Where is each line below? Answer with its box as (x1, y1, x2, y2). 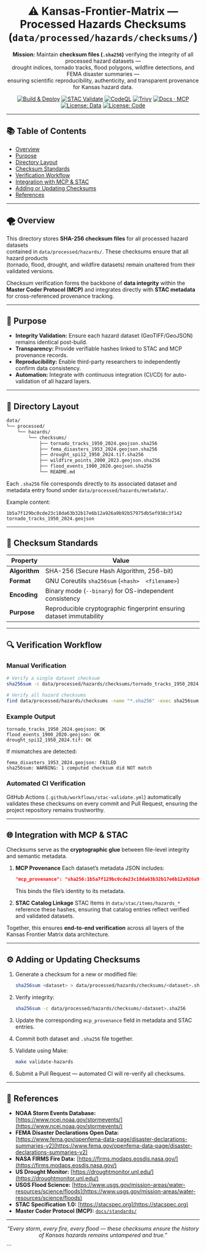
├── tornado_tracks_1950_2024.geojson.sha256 (39, 440, 158, 446)
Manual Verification (6, 662, 67, 670)
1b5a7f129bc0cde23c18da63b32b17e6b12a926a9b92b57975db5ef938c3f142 (6, 510, 183, 516)
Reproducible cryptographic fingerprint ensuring (45, 604, 185, 612)
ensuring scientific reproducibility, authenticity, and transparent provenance (7, 77, 199, 84)
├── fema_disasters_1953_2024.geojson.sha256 (39, 446, 158, 452)
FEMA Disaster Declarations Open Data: (15, 1129, 120, 1137)
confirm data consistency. (15, 365, 82, 372)
